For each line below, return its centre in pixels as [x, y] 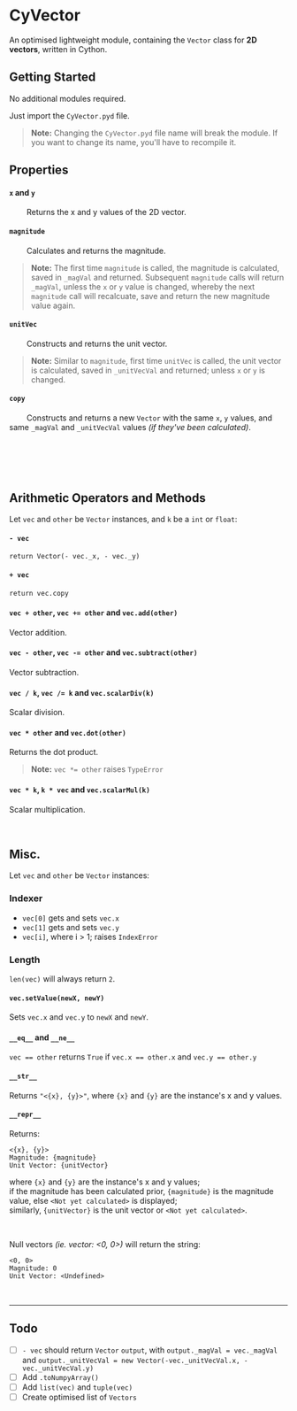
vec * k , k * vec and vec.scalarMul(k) [80, 790]
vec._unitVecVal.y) [58, 1369]
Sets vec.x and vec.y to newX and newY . [79, 1017]
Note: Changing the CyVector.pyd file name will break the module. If [154, 133]
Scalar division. [37, 713]
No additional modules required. [68, 98]
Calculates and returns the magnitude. [96, 251]
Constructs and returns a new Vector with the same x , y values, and [149, 418]
